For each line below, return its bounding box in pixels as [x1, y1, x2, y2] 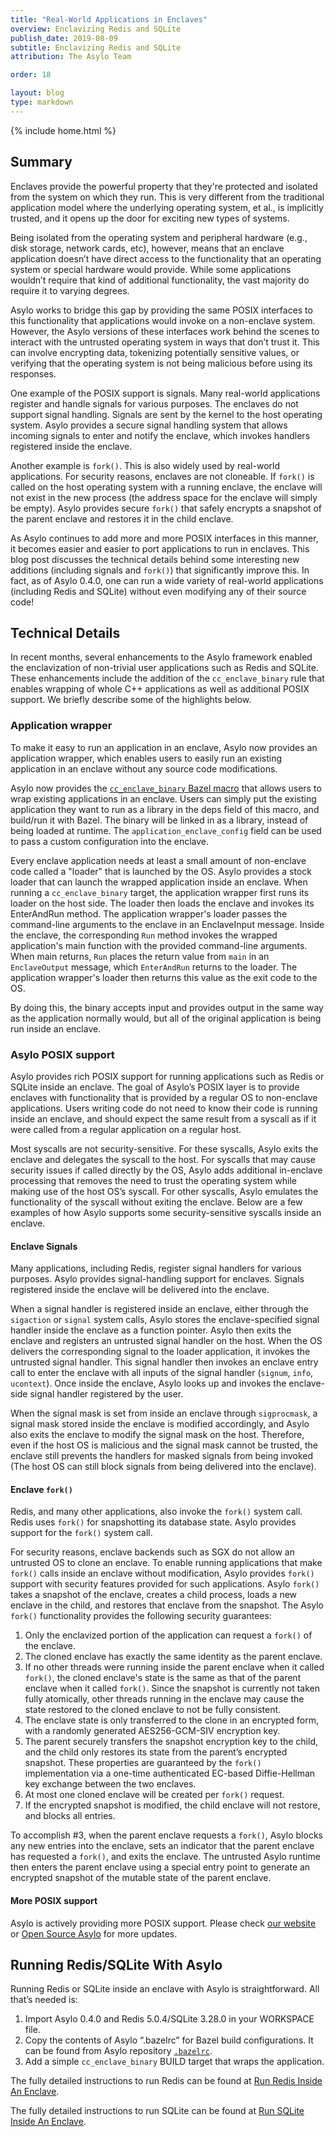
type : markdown [10, 97, 74, 107]
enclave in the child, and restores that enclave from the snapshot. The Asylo [10, 1599, 325, 1611]
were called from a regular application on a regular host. [10, 1123, 242, 1135]
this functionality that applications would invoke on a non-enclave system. [10, 314, 316, 326]
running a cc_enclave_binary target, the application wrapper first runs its [10, 886, 310, 898]
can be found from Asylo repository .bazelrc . [24, 2045, 213, 2057]
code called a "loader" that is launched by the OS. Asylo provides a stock [10, 865, 312, 877]
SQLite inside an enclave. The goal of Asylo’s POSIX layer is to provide [10, 1081, 300, 1093]
